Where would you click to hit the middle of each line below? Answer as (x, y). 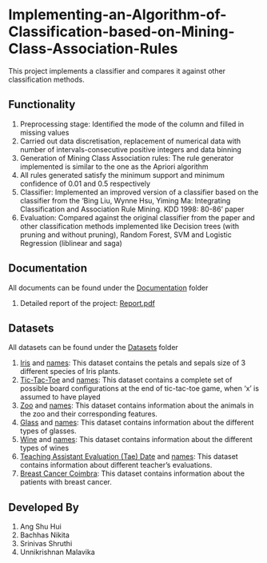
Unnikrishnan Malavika (57, 552)
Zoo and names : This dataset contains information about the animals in (137, 405)
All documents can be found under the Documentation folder (108, 288)
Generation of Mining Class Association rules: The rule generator (127, 158)
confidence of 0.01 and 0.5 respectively (85, 183)
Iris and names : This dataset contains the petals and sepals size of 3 (133, 363)
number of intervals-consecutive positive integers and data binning (131, 149)
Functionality (42, 105)
